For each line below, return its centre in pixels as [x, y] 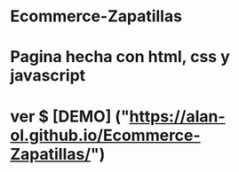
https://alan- [177, 116]
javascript [48, 76]
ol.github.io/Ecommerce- [105, 135]
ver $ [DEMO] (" [70, 116]
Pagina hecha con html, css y [120, 57]
